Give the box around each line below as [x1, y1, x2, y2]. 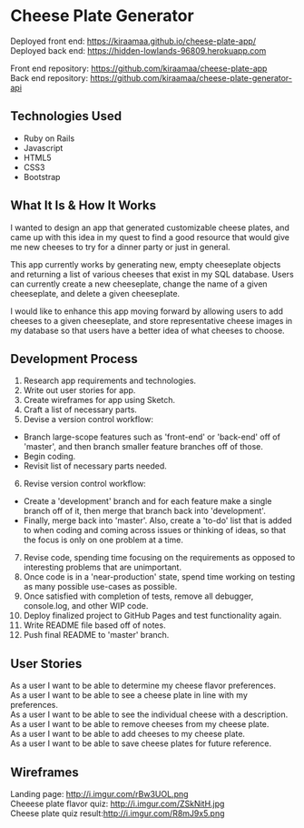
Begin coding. [23, 451, 76, 462]
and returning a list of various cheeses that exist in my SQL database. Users [10, 268, 294, 279]
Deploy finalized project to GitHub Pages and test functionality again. [23, 611, 282, 621]
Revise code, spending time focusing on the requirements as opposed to [23, 552, 296, 563]
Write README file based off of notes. [23, 620, 166, 631]
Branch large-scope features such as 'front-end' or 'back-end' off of [23, 431, 280, 442]
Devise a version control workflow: [23, 414, 153, 425]
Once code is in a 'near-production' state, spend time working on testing [23, 571, 296, 582]
